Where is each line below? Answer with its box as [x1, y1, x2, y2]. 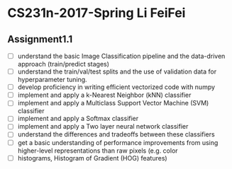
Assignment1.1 [7, 33, 73, 45]
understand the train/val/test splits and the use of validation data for [17, 67, 217, 76]
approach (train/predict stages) [17, 60, 110, 69]
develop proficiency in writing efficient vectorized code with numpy [17, 83, 215, 91]
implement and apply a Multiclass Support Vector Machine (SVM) [17, 99, 209, 107]
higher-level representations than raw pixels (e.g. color [17, 146, 179, 155]
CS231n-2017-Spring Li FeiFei [7, 5, 186, 21]
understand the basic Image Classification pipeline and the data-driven [17, 52, 226, 60]
